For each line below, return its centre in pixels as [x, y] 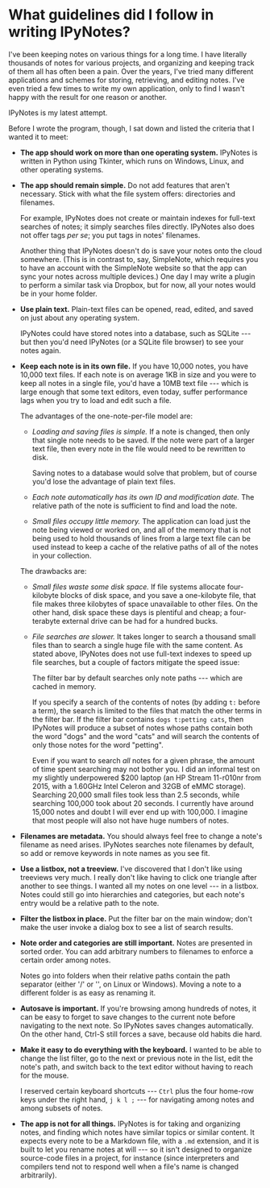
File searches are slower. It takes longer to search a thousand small [144, 636]
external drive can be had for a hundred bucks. [140, 621]
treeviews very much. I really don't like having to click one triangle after [138, 877]
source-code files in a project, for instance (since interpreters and [129, 1157]
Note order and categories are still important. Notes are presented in [136, 943]
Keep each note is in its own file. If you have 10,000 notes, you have [134, 366]
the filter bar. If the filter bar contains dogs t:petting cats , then [138, 719]
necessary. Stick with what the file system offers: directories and [128, 193]
